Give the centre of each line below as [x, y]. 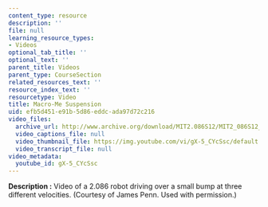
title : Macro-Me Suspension [55, 104]
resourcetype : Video [43, 97]
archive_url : [37, 127]
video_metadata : [35, 156]
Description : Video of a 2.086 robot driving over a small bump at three [125, 186]
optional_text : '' [39, 61]
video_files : [30, 119]
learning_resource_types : [51, 38]
